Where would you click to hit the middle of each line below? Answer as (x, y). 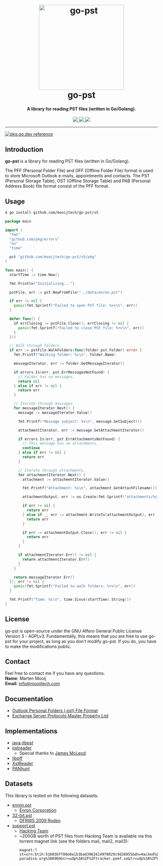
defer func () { (25, 319)
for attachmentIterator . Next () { (52, 475)
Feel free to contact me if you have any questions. (55, 673)
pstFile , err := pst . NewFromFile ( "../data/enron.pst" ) (66, 292)
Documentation (29, 699)
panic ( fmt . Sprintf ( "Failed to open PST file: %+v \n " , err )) (76, 306)
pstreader (22, 748)
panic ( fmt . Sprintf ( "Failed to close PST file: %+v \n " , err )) (81, 328)
